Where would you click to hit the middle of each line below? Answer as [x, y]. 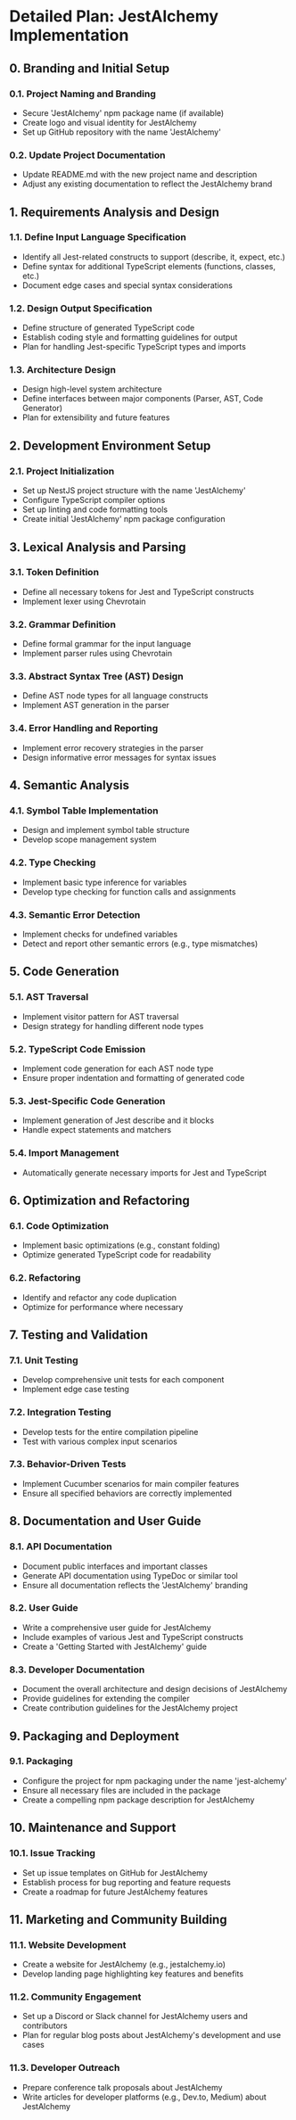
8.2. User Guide [44, 1608]
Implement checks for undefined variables [100, 934]
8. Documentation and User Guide [105, 1521]
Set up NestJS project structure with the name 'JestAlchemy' [134, 491]
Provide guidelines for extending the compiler [106, 1699]
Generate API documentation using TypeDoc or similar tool [130, 1575]
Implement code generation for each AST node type [118, 1068]
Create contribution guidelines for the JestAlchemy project [130, 1708]
